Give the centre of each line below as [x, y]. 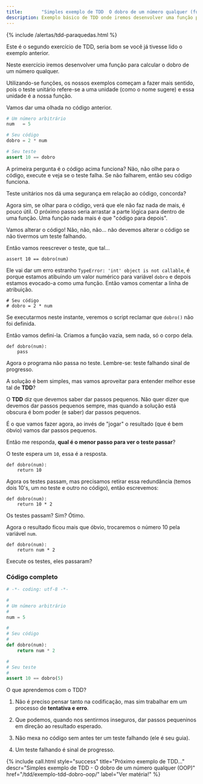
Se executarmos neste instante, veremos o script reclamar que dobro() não [100, 317]
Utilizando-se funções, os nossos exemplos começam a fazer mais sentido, [100, 83]
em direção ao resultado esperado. [59, 726]
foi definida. [21, 323]
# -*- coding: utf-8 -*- [37, 590]
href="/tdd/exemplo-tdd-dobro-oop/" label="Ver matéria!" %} [83, 774]
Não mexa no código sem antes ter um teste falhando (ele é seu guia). [102, 738]
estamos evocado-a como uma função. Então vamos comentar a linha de [98, 283]
